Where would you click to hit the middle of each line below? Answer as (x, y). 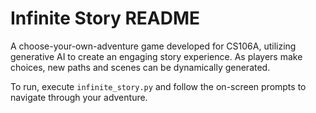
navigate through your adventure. (79, 97)
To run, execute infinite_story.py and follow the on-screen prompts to (158, 86)
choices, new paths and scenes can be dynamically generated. (140, 67)
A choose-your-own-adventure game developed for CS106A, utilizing (153, 46)
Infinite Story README (105, 18)
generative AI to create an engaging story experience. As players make (156, 56)
